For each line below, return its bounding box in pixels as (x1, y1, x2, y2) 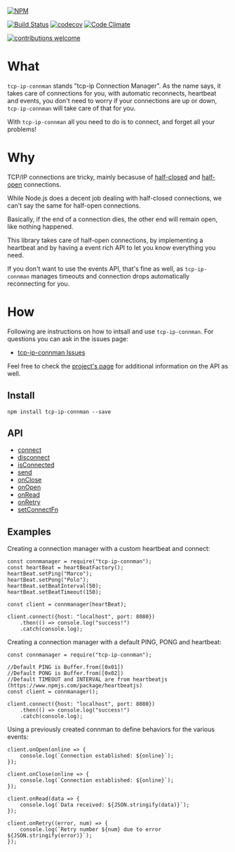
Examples (7, 526, 51, 538)
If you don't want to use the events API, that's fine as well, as (7, 264, 184, 273)
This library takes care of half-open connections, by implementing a (7, 236, 203, 244)
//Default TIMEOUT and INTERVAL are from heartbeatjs (7, 676, 168, 684)
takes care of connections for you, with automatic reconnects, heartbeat (7, 88, 217, 98)
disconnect (17, 453, 51, 462)
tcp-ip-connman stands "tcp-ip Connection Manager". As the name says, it (7, 81, 221, 90)
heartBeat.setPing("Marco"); (7, 571, 93, 578)
